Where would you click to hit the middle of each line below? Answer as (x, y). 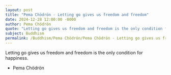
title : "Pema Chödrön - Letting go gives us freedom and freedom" (77, 15)
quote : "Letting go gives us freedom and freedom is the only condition (84, 29)
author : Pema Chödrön (28, 24)
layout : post (19, 10)
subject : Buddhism (25, 33)
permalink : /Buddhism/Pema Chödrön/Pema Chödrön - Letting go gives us (83, 39)
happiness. (17, 58)
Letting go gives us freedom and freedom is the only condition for (74, 52)
